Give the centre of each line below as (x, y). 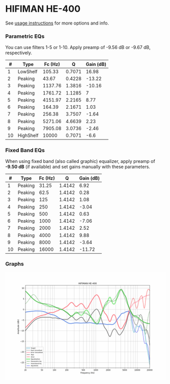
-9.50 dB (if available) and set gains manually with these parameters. (78, 167)
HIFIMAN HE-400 (43, 9)
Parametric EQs (25, 36)
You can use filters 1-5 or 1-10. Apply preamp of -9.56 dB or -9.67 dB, (78, 47)
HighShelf (28, 135)
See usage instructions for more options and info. (57, 23)
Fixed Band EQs (25, 150)
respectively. (19, 53)
